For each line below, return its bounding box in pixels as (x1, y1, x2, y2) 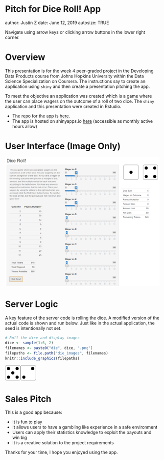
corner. (5, 34, 20, 40)
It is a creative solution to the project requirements (12, 440, 114, 446)
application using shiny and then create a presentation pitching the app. (5, 83, 150, 89)
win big (12, 434, 27, 440)
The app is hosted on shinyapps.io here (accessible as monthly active (12, 118, 153, 124)
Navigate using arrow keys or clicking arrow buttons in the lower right (5, 29, 145, 35)
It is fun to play (12, 419, 43, 425)
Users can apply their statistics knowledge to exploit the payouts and (12, 430, 152, 435)
